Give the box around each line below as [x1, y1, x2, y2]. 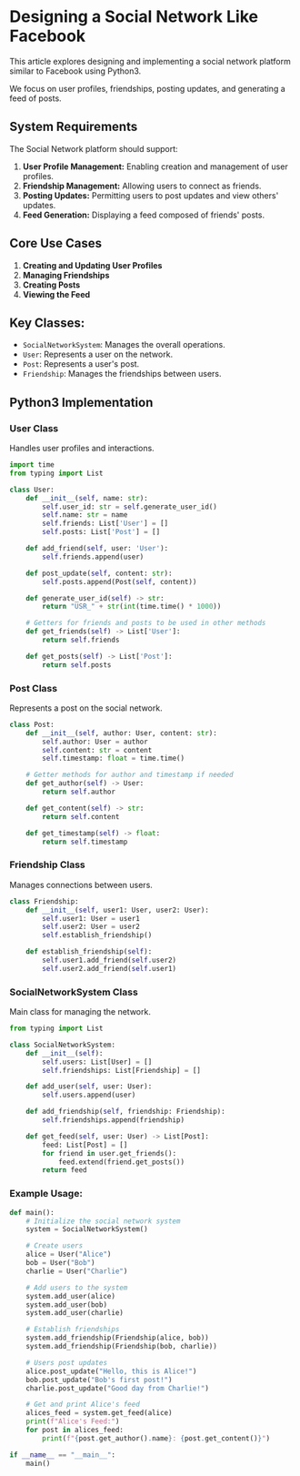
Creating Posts [22, 279, 81, 290]
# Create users [25, 1241, 84, 1250]
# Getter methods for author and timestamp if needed [25, 771, 234, 780]
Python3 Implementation [9, 394, 154, 410]
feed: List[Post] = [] [42, 1140, 128, 1149]
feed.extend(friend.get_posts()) [57, 1158, 185, 1167]
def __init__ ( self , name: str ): [25, 493, 148, 502]
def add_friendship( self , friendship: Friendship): [25, 1107, 225, 1117]
